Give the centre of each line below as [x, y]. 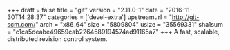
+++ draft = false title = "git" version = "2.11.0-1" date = [86, 10]
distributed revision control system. [57, 39]
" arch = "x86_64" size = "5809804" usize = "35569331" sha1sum [129, 24]
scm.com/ [21, 24]
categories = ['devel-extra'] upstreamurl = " [110, 17]
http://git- [185, 17]
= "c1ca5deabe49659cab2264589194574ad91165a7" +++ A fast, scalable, [113, 32]
